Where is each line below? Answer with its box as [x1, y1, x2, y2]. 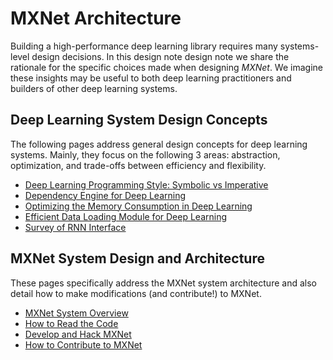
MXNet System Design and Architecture [10, 250, 265, 267]
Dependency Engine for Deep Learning [24, 189, 187, 201]
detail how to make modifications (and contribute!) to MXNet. [10, 287, 262, 299]
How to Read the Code [24, 317, 119, 329]
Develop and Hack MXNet [24, 328, 132, 340]
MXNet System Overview [24, 307, 129, 319]
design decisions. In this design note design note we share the [31, 50, 290, 62]
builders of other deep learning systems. [10, 82, 178, 94]
